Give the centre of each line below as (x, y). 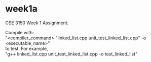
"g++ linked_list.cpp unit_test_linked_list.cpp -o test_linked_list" (71, 54)
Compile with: (20, 32)
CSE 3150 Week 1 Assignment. (37, 23)
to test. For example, (27, 48)
